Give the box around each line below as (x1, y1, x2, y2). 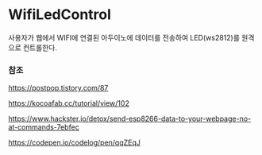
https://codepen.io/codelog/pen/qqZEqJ (8, 138, 141, 148)
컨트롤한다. (22, 42, 58, 52)
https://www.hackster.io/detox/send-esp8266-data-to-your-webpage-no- (8, 114, 252, 124)
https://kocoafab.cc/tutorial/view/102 (8, 99, 129, 108)
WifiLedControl (8, 6, 111, 24)
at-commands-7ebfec (8, 122, 79, 132)
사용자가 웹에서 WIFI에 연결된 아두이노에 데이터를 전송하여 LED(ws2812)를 (8, 33, 241, 42)
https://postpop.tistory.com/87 (8, 83, 109, 93)
